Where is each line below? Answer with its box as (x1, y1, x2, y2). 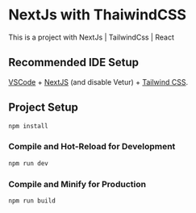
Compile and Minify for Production (8, 178, 147, 190)
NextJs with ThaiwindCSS (8, 6, 187, 24)
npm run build (8, 196, 56, 205)
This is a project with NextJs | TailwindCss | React (8, 32, 175, 42)
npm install (8, 122, 48, 130)
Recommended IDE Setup (8, 56, 140, 69)
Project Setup (8, 101, 79, 115)
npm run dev (8, 159, 48, 167)
